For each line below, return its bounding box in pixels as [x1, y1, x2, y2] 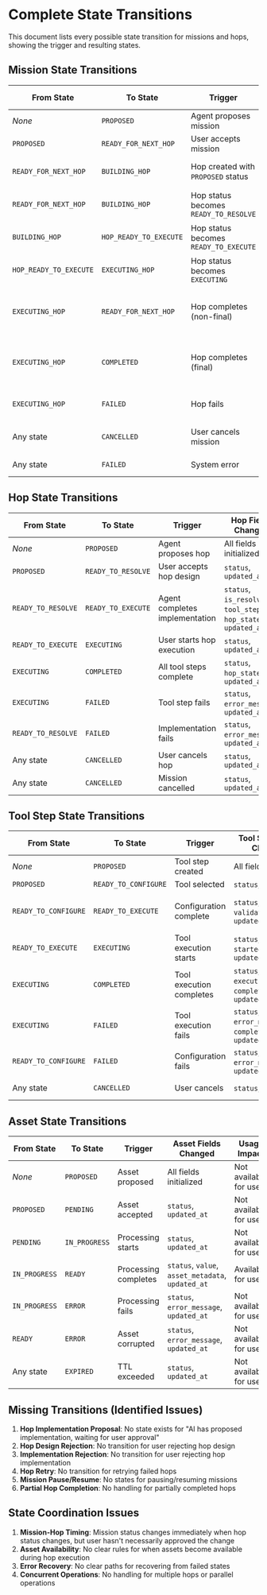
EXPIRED [64, 1367, 94, 1376]
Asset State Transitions [8, 1114, 127, 1128]
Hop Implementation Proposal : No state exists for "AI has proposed [19, 1424, 242, 1434]
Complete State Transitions [8, 6, 193, 24]
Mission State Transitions [8, 64, 137, 77]
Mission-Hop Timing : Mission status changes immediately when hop [19, 1527, 246, 1537]
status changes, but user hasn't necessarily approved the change [19, 1535, 235, 1545]
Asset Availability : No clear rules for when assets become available [19, 1544, 242, 1554]
